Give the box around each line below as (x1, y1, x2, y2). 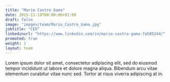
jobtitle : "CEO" (5, 27, 40, 32)
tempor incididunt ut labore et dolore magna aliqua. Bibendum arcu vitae (5, 65, 158, 71)
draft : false (5, 17, 33, 22)
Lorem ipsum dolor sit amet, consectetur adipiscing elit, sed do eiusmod (5, 59, 157, 66)
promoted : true (5, 36, 38, 42)
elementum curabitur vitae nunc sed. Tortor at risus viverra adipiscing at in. (5, 70, 163, 77)
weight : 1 (5, 41, 27, 46)
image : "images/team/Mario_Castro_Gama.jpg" (5, 22, 102, 27)
